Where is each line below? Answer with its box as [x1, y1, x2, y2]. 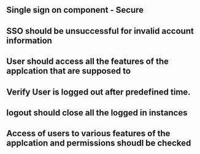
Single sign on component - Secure [6, 5, 144, 15]
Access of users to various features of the [6, 128, 171, 139]
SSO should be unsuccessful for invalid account [6, 26, 194, 36]
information [6, 35, 52, 45]
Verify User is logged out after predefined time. [6, 87, 191, 97]
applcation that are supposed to [6, 66, 131, 76]
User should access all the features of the [6, 56, 169, 67]
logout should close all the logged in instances [6, 107, 188, 118]
